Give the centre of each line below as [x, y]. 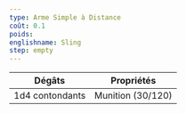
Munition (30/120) [133, 96]
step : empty [31, 51]
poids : [21, 34]
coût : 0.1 [28, 26]
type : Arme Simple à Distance [65, 17]
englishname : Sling [45, 42]
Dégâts [50, 81]
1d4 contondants [50, 96]
